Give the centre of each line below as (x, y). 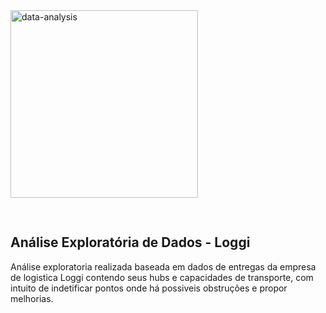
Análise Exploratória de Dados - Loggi (130, 242)
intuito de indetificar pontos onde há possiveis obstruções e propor (149, 288)
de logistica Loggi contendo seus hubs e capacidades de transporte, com (162, 277)
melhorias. (32, 298)
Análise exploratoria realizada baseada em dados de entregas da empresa (163, 266)
